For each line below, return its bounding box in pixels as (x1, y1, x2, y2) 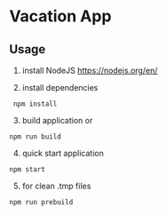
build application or (21, 115, 93, 125)
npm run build (9, 132, 62, 141)
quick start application (21, 148, 104, 158)
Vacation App (9, 6, 112, 27)
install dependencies (21, 83, 99, 92)
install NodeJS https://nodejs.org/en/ (21, 65, 158, 76)
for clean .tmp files (21, 180, 91, 191)
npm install (12, 100, 58, 108)
